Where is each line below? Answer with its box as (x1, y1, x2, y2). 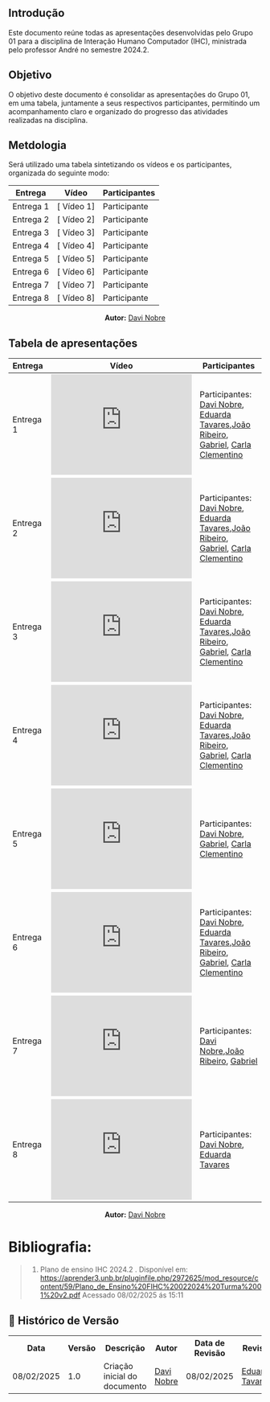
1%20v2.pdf (39, 1290, 81, 1300)
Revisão (194, 1347, 226, 1359)
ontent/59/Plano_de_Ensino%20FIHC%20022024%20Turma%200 (39, 1282, 262, 1292)
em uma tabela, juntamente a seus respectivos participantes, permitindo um (8, 98, 260, 108)
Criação (103, 1361, 134, 1371)
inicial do (103, 1371, 138, 1382)
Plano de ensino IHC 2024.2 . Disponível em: (39, 1264, 189, 1274)
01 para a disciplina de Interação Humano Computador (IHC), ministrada (8, 36, 247, 46)
